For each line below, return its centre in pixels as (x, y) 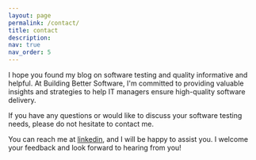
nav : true (25, 45)
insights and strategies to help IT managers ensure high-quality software (127, 91)
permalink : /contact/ (44, 23)
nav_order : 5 (30, 52)
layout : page (30, 15)
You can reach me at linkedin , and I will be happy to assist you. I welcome (128, 139)
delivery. (23, 100)
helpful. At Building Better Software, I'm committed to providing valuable (126, 83)
